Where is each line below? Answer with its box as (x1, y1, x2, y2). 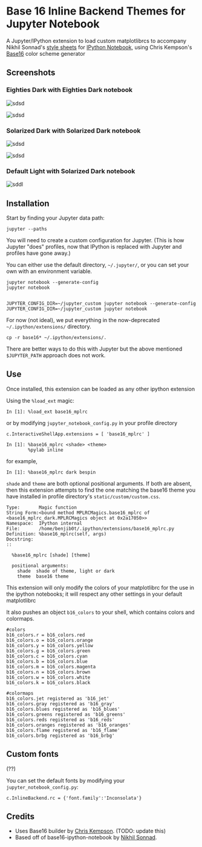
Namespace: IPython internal (6, 520, 83, 526)
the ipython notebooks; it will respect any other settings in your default (6, 590, 183, 598)
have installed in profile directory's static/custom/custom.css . (6, 492, 161, 500)
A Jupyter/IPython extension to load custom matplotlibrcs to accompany (6, 37, 186, 44)
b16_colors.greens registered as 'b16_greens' (6, 711, 126, 717)
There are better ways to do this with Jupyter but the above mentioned (6, 345, 183, 352)
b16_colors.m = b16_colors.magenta (6, 664, 96, 670)
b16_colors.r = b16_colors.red (6, 631, 85, 638)
